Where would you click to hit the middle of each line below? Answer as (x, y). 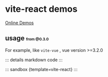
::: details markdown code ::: (34, 60)
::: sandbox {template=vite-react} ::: (41, 69)
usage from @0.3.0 (27, 38)
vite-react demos (41, 9)
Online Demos (19, 23)
